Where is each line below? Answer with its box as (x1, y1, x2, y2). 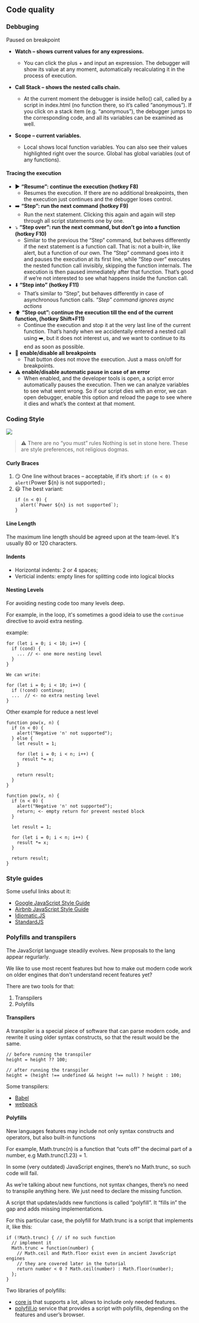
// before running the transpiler (6, 1051, 92, 1057)
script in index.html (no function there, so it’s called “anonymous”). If (23, 101, 192, 108)
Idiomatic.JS (14, 912, 46, 919)
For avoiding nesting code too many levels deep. (6, 600, 125, 606)
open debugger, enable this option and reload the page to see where (23, 393, 192, 401)
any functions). (23, 156, 61, 163)
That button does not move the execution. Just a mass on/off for (23, 356, 182, 363)
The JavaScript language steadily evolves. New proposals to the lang (6, 947, 175, 954)
